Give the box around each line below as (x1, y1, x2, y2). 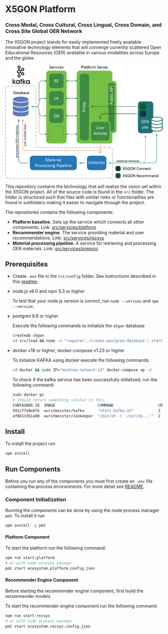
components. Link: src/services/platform (12, 224, 96, 230)
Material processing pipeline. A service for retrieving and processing (12, 240, 156, 246)
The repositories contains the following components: (5, 209, 114, 215)
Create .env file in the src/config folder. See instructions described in (12, 273, 156, 279)
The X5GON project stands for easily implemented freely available (5, 39, 141, 45)
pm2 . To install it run (5, 513, 45, 519)
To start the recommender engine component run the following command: (5, 603, 158, 609)
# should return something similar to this (12, 397, 105, 402)
